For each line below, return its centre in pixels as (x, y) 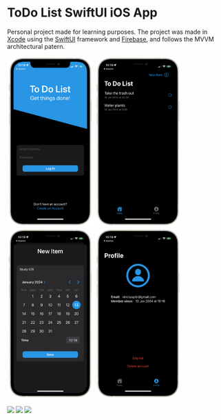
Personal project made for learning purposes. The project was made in (107, 32)
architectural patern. (36, 46)
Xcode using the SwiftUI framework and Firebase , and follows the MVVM (111, 39)
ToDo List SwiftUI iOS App (83, 13)
